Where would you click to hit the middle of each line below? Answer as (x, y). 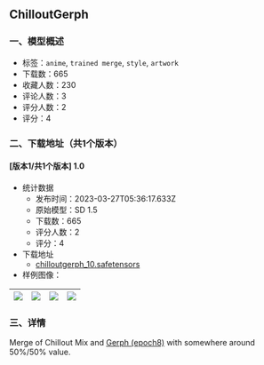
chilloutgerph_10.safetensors (88, 264)
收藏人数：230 (49, 84)
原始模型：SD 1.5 (66, 210)
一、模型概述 (37, 42)
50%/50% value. (40, 352)
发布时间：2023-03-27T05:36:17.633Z (105, 198)
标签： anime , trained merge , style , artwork (100, 62)
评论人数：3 (44, 96)
